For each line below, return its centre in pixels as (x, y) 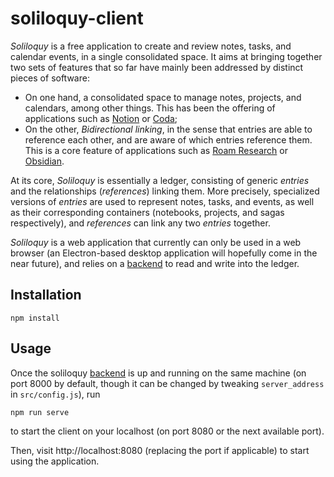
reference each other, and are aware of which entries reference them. (168, 139)
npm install (35, 318)
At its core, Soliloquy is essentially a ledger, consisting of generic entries (160, 180)
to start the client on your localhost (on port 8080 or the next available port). (167, 431)
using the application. (55, 461)
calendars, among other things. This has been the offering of (150, 108)
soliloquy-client (77, 18)
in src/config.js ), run (55, 394)
